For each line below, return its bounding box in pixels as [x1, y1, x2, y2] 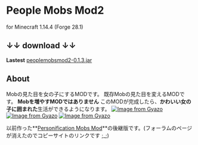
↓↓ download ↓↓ [6, 41, 76, 51]
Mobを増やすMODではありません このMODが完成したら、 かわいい [17, 98, 181, 105]
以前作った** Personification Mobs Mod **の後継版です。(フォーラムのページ [6, 124, 193, 131]
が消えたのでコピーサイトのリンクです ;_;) [6, 132, 109, 139]
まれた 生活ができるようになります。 [21, 105, 110, 112]
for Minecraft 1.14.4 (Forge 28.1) [6, 23, 83, 30]
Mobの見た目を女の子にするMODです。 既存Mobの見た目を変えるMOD [6, 90, 180, 97]
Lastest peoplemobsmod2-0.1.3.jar [6, 56, 92, 63]
